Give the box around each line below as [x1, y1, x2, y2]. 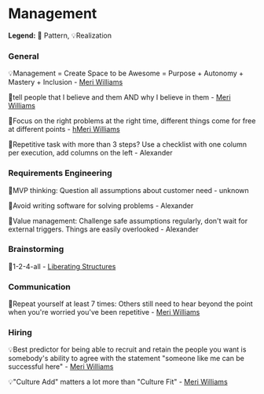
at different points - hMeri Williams [8, 125, 120, 134]
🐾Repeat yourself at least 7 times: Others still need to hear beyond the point [8, 299, 253, 308]
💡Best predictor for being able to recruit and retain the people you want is [8, 345, 247, 354]
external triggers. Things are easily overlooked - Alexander [8, 224, 199, 234]
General [8, 50, 39, 61]
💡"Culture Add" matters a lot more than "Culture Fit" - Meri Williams [8, 378, 228, 387]
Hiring [8, 327, 33, 338]
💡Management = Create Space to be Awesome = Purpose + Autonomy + [8, 68, 244, 78]
